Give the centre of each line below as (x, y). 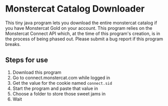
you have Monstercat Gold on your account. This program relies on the (79, 28)
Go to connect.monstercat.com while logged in (61, 77)
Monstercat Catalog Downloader (75, 9)
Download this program (37, 72)
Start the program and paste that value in (55, 88)
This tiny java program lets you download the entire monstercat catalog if (81, 23)
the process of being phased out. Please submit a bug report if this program (84, 39)
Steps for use (27, 60)
